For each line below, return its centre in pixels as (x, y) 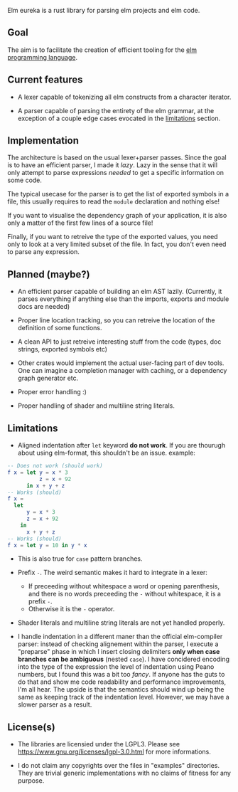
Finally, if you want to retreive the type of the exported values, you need (113, 237)
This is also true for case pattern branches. (80, 559)
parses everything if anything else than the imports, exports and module (123, 299)
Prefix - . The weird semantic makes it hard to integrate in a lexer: (113, 573)
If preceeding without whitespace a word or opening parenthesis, (124, 586)
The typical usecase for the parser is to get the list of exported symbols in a (118, 194)
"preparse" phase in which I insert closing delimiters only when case (119, 652)
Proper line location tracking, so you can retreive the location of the (116, 320)
